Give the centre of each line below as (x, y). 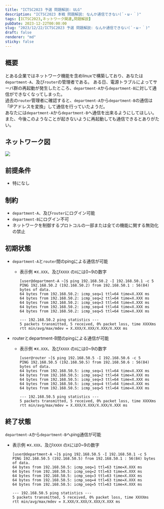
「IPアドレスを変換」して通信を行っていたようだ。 (56, 106)
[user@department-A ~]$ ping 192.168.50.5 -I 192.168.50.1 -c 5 (79, 454)
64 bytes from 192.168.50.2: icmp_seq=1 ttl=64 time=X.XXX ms (84, 294)
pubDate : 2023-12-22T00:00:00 (36, 23)
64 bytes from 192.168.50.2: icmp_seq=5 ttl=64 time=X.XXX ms (84, 311)
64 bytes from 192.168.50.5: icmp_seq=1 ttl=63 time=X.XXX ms (77, 467)
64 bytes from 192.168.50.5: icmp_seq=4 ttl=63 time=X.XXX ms (77, 480)
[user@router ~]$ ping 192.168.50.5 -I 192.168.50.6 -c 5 (80, 358)
